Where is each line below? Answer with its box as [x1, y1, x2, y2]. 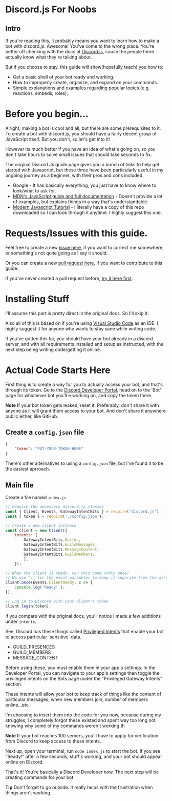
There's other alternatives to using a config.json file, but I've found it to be [5, 460, 164, 466]
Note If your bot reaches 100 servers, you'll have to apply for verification [5, 732, 159, 738]
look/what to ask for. [12, 187, 56, 193]
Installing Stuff [5, 294, 70, 305]
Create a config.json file [5, 428, 84, 437]
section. [5, 681, 23, 687]
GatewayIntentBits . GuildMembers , [24, 552, 95, 557]
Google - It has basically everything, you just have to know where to [12, 182, 157, 188]
